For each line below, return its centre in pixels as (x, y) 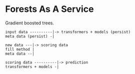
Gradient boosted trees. (29, 23)
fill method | (20, 49)
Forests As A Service (49, 9)
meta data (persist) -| (30, 36)
